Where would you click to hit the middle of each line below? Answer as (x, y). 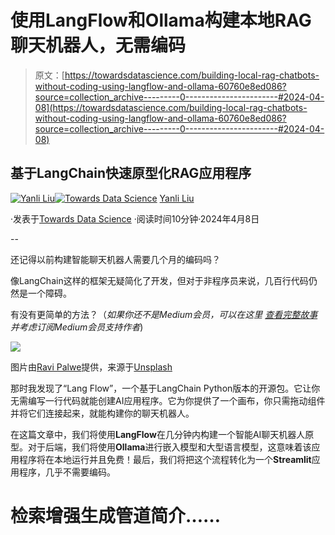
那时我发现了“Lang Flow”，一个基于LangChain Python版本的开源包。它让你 (165, 388)
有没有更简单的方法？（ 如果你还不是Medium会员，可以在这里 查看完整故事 (164, 314)
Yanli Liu (177, 198)
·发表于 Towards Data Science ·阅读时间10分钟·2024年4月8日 (135, 218)
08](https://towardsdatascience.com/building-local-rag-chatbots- (171, 107)
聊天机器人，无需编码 (98, 45)
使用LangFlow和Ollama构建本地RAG (161, 20)
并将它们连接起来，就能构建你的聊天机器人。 (102, 413)
